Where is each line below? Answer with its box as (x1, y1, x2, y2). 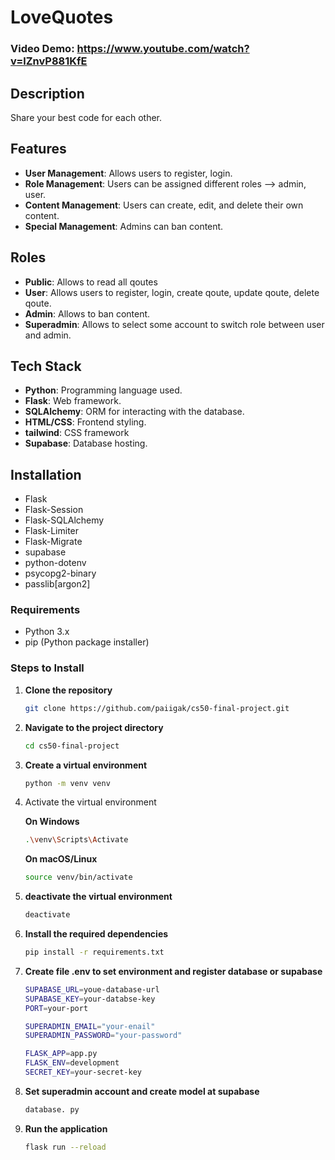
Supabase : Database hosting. (24, 437, 148, 450)
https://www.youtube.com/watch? (76, 42, 250, 56)
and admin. (24, 329, 72, 341)
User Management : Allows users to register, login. (24, 167, 233, 179)
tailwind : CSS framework (24, 427, 130, 439)
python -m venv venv (24, 778, 111, 788)
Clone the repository (24, 684, 113, 696)
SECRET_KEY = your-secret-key (24, 1067, 142, 1078)
